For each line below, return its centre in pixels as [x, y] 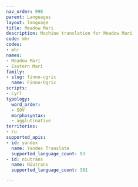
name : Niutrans [30, 165]
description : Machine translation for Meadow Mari [69, 34]
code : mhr [18, 39]
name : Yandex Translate [40, 148]
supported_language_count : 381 [50, 170]
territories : [22, 126]
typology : [18, 99]
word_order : [26, 104]
